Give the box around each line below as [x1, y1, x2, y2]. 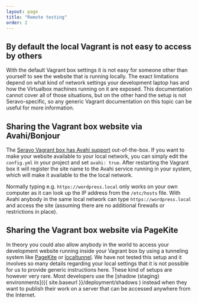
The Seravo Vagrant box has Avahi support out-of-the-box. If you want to [6, 146, 185, 153]
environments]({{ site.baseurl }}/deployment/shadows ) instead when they [6, 279, 187, 286]
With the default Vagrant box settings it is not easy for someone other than [6, 66, 188, 74]
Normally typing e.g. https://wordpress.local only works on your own [6, 183, 178, 190]
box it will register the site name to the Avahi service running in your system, [6, 165, 192, 172]
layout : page [6, 8, 38, 15]
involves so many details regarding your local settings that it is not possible [6, 260, 189, 267]
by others [6, 51, 43, 61]
